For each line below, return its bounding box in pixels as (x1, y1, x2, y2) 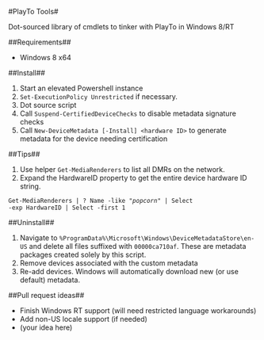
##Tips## (8, 150, 40, 159)
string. (19, 181, 41, 191)
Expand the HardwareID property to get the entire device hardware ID (19, 174, 247, 182)
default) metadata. (19, 275, 81, 285)
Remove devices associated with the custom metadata (19, 258, 198, 268)
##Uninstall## (8, 218, 55, 227)
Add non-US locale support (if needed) (19, 315, 148, 323)
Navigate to (19, 233, 58, 243)
